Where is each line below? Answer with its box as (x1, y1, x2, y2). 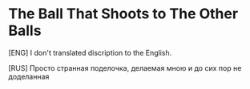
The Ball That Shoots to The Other (8, 5, 239, 23)
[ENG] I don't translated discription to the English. (8, 48, 172, 57)
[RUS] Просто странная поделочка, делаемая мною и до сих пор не (8, 63, 242, 72)
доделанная (8, 72, 50, 81)
